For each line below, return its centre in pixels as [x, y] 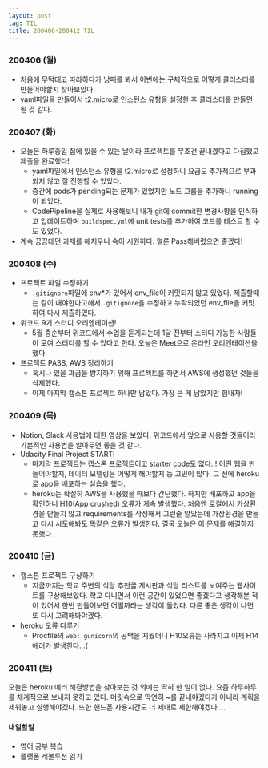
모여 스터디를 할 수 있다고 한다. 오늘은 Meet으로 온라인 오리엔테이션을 [149, 343]
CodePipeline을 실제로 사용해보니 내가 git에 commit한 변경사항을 [134, 211]
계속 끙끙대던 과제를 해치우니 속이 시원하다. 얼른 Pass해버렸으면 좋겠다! [131, 241]
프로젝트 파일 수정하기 [54, 283]
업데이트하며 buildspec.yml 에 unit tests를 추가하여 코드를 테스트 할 [146, 220]
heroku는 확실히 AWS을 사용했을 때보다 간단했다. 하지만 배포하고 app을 [144, 493]
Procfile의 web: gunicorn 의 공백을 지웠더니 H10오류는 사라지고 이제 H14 [145, 635]
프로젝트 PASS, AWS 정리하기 [66, 363]
